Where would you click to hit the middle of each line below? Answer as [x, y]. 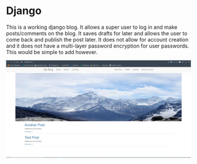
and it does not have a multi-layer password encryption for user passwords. [98, 46]
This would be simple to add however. [52, 52]
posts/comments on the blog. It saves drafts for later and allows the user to [97, 33]
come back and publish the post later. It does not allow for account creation [97, 39]
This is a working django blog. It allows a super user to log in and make [92, 27]
